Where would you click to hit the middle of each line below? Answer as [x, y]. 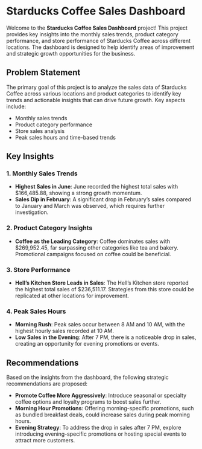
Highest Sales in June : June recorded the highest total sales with [96, 187]
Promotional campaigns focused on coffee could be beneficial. [93, 254]
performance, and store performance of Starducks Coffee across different [99, 40]
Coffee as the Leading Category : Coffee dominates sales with [93, 241]
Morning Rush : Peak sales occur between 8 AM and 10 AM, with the [100, 325]
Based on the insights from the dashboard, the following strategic [87, 377]
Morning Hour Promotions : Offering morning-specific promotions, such [104, 409]
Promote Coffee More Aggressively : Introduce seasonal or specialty [101, 396]
